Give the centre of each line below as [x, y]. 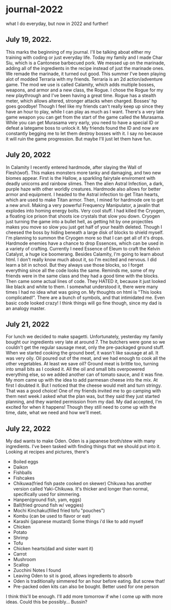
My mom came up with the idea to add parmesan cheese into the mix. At [82, 380]
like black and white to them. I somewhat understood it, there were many [82, 287]
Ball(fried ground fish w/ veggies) [48, 505]
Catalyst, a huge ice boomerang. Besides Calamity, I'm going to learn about [85, 254]
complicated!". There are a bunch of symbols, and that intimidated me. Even [85, 297]
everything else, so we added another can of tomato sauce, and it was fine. [85, 374]
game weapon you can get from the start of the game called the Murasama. [85, 117]
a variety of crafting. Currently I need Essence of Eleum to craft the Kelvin [83, 248]
